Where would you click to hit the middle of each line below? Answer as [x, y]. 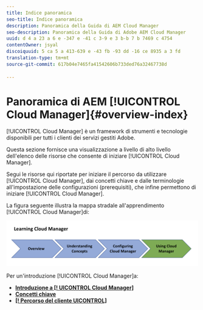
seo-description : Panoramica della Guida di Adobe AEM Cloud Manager [96, 32]
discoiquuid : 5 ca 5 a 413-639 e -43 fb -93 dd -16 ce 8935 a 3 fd [94, 52]
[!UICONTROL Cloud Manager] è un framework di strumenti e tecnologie [97, 132]
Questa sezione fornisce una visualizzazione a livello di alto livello [89, 150]
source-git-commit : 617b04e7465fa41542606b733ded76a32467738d [87, 64]
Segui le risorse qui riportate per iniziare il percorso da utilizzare [87, 174]
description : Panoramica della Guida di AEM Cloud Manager [83, 26]
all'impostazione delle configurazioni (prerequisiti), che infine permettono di [101, 187]
